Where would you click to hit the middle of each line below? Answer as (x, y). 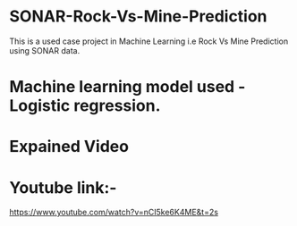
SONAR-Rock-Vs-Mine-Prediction (138, 17)
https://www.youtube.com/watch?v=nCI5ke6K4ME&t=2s (114, 213)
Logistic (40, 106)
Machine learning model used (122, 87)
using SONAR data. (45, 50)
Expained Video (69, 147)
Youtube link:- (63, 187)
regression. (117, 106)
